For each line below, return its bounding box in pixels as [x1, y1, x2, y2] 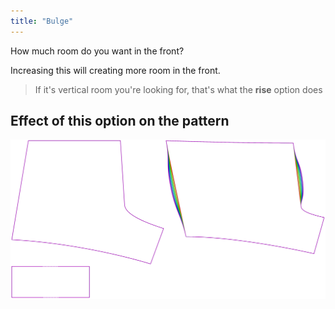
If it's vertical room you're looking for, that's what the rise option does [34, 83, 323, 95]
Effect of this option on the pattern [10, 113, 230, 130]
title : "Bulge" [10, 16, 74, 26]
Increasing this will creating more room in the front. [10, 64, 221, 76]
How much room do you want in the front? [10, 45, 185, 57]
